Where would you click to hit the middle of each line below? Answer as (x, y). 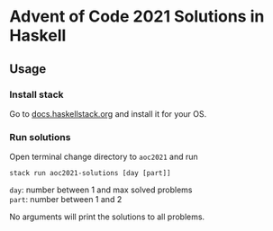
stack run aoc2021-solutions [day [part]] (90, 173)
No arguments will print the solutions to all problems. (107, 217)
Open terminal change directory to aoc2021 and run (104, 157)
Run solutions (40, 137)
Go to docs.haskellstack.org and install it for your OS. (108, 113)
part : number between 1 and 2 (66, 200)
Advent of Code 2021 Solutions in (137, 17)
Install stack (37, 94)
